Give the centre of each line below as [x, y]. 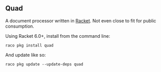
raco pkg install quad [29, 45]
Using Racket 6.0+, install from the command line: [58, 36]
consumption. [20, 26]
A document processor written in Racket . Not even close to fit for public [81, 20]
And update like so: [26, 55]
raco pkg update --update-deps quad [44, 64]
